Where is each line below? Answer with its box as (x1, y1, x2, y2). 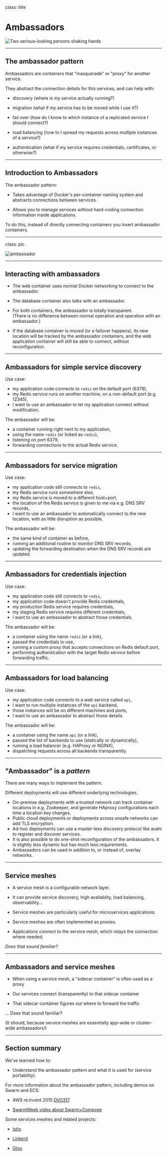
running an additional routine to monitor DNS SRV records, (12, 541, 132, 546)
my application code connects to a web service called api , (12, 697, 132, 703)
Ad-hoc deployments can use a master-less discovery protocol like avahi (12, 826, 162, 832)
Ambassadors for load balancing (5, 674, 109, 682)
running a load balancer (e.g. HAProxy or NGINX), (12, 742, 114, 748)
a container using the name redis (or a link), (12, 633, 103, 639)
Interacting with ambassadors (5, 270, 100, 278)
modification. (12, 407, 40, 413)
